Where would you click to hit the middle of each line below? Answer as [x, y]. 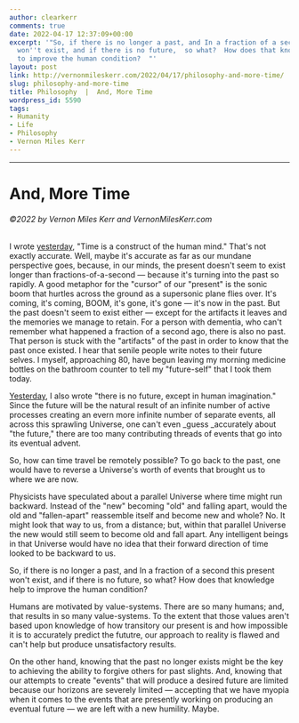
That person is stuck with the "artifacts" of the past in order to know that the [149, 341]
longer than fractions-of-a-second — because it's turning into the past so [144, 275]
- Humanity [29, 116]
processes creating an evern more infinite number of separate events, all [142, 415]
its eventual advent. [45, 443]
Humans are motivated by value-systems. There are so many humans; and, [147, 607]
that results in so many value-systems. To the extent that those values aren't [149, 616]
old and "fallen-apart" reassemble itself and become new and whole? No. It [147, 516]
